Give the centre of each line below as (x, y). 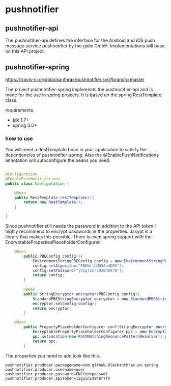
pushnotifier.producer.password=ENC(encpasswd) (57, 374)
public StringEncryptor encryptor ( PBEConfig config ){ (82, 294)
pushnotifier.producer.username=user (45, 369)
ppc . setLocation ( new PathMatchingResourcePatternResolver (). (99, 336)
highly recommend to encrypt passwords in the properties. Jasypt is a (79, 231)
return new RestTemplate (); (53, 202)
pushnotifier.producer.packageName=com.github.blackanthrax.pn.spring (82, 365)
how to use (19, 139)
